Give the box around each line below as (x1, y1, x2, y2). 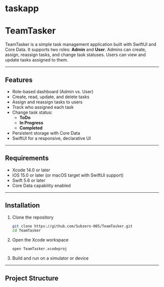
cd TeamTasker (12, 228, 41, 233)
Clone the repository (12, 214, 54, 220)
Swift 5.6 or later (12, 177, 45, 183)
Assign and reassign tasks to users (12, 99, 83, 105)
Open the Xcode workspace (12, 237, 69, 243)
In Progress (19, 120, 43, 125)
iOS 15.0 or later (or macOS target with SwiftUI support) (12, 172, 123, 178)
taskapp (5, 3, 39, 14)
